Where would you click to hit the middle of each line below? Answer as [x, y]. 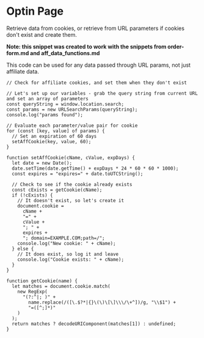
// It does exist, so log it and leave [68, 254]
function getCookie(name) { [42, 281]
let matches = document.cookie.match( [61, 286]
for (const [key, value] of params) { [56, 131]
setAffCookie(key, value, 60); [52, 141]
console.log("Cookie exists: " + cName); [71, 259]
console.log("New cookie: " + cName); [67, 243]
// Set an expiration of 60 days [54, 136]
